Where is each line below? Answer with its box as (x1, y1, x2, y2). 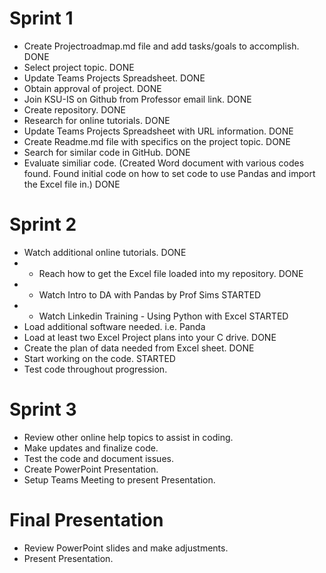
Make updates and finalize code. (23, 442, 159, 454)
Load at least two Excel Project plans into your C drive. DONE (23, 331, 277, 343)
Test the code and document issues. (23, 452, 174, 464)
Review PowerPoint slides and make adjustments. (23, 542, 229, 554)
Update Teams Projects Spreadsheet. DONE (23, 72, 206, 84)
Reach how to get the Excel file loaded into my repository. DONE (38, 267, 304, 279)
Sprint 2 (9, 213, 77, 236)
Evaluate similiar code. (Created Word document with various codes (23, 157, 305, 169)
